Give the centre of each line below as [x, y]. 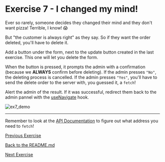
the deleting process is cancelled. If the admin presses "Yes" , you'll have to [81, 77]
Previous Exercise [23, 135]
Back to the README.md [30, 145]
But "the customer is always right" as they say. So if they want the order [78, 37]
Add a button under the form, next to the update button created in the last [80, 52]
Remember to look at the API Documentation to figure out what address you [82, 121]
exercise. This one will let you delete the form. [52, 57]
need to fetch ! [20, 126]
